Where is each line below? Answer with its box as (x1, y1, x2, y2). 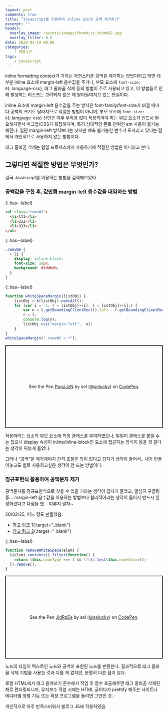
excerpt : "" (5, 21, 30, 27)
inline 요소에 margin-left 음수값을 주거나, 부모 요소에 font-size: (14, 79, 141, 85)
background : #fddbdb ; (14, 266, 59, 271)
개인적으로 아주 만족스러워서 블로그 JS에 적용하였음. (5, 703, 107, 709)
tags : (5, 54, 16, 59)
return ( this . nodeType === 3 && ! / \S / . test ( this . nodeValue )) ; (14, 557, 146, 562)
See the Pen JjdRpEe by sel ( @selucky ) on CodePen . (29, 614, 139, 620)
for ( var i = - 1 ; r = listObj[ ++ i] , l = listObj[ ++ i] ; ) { (14, 303, 137, 308)
